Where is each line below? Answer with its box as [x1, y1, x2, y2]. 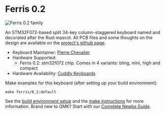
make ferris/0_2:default [5, 89, 56, 94]
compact [19, 65, 38, 71]
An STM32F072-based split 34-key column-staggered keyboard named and [5, 29, 161, 35]
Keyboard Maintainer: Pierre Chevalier [12, 49, 90, 55]
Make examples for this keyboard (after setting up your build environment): [5, 80, 158, 86]
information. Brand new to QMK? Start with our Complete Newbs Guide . [5, 103, 151, 109]
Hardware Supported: [12, 54, 57, 60]
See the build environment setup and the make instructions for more [5, 98, 144, 104]
